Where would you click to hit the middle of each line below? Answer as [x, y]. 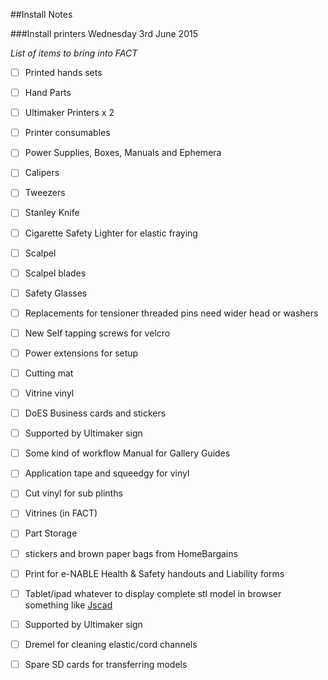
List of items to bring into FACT [74, 53]
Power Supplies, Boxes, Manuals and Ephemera [123, 153]
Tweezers [45, 193]
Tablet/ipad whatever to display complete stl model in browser [153, 593]
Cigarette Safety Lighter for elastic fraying [111, 233]
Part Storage [51, 533]
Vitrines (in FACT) [61, 513]
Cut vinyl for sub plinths [73, 493]
